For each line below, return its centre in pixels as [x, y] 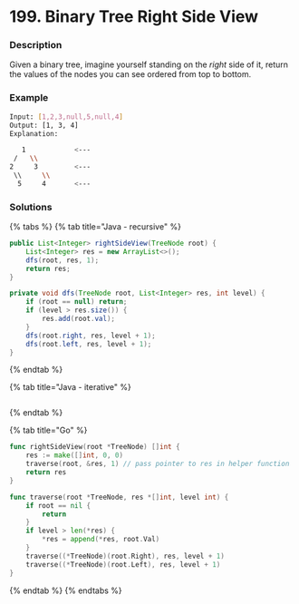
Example [29, 98]
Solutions [31, 207]
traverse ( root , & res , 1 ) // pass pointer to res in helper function [158, 464]
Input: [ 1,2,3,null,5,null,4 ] [67, 117]
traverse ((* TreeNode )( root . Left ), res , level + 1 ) [123, 564]
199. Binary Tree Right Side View [134, 17]
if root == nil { [58, 505]
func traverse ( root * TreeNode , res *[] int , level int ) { [119, 497]
